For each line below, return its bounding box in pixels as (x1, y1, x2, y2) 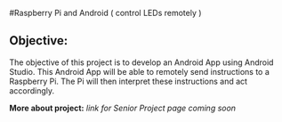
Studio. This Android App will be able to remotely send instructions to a (9, 66, 270, 77)
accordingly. (9, 85, 55, 96)
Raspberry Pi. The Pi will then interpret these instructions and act (9, 76, 247, 86)
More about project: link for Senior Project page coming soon (9, 102, 237, 113)
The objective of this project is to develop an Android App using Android (9, 57, 274, 68)
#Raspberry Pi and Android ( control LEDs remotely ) (9, 8, 202, 18)
